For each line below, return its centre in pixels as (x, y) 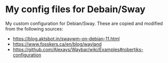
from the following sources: (34, 28)
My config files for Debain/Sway (76, 9)
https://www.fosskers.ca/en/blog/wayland (57, 44)
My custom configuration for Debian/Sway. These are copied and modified (84, 23)
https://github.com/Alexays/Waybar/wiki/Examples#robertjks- (78, 49)
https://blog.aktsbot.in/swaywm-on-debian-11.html (66, 39)
